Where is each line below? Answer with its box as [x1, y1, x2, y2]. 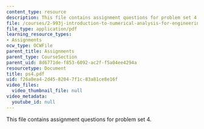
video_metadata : [6, 93, 47, 99]
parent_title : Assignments [6, 48, 75, 55]
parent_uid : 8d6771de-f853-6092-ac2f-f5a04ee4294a [6, 59, 137, 65]
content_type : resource [6, 8, 67, 15]
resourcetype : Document [6, 65, 67, 71]
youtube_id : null [12, 99, 56, 105]
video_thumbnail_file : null [12, 88, 83, 94]
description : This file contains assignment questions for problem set [6, 15, 191, 21]
